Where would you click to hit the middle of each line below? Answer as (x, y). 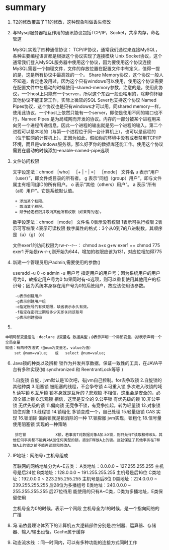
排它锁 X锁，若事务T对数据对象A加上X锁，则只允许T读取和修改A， (87, 435)
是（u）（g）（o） (30, 234)
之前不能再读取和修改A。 (52, 445)
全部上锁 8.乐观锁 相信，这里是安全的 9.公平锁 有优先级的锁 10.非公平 (89, 399)
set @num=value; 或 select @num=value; (60, 353)
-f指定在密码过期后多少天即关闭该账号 (49, 312)
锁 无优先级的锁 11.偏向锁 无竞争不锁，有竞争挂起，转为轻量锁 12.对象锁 (87, 405)
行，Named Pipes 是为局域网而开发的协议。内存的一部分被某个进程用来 (87, 119)
